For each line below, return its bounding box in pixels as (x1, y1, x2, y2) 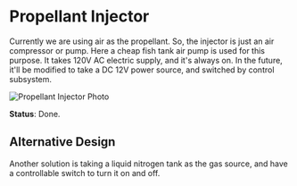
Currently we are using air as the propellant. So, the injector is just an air (9, 36, 275, 46)
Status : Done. (9, 108, 61, 119)
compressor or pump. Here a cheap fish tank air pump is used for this (9, 45, 266, 55)
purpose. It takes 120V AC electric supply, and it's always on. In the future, (9, 55, 283, 65)
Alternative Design (9, 134, 116, 149)
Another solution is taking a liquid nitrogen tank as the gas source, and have (9, 158, 288, 169)
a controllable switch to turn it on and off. (9, 167, 161, 178)
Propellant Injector (9, 6, 150, 27)
